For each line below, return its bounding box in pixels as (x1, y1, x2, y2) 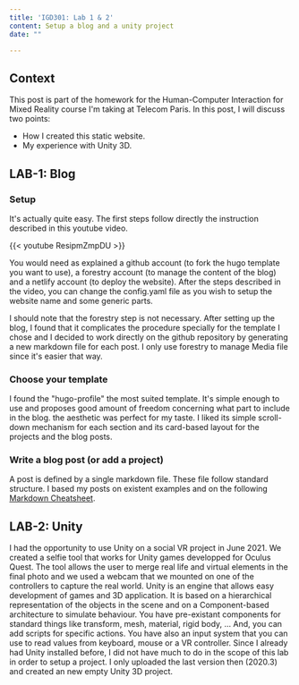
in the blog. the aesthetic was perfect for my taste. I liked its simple (9, 412, 257, 423)
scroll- (258, 412, 282, 423)
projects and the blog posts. (9, 431, 114, 443)
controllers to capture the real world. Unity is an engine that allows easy (9, 580, 275, 591)
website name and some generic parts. (9, 295, 154, 306)
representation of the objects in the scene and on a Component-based (9, 600, 270, 611)
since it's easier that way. (9, 351, 103, 361)
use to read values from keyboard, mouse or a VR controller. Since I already (9, 638, 288, 648)
